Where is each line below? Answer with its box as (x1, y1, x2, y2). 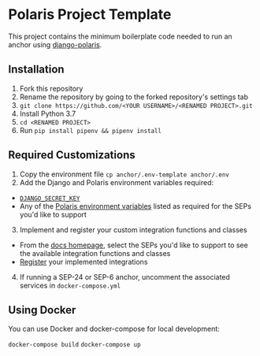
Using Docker (8, 303, 76, 317)
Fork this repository (19, 83, 84, 93)
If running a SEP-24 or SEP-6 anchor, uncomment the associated (19, 272, 231, 281)
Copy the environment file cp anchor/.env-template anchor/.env (19, 169, 230, 179)
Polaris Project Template (8, 6, 172, 24)
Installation (8, 63, 65, 76)
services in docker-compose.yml (19, 280, 121, 290)
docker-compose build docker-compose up (8, 341, 141, 349)
